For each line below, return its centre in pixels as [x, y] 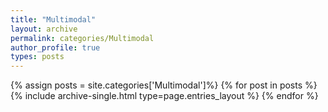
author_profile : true [55, 47]
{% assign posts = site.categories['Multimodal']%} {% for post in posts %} [164, 85]
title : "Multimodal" [53, 19]
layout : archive [44, 29]
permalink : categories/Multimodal [82, 38]
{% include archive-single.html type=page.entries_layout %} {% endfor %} [164, 96]
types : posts [37, 57]
